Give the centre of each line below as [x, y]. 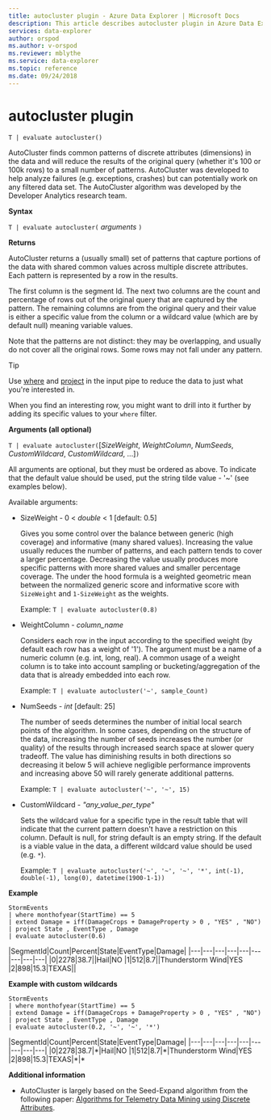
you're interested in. [42, 389]
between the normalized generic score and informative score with [129, 585]
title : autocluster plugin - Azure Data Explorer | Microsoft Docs [124, 16]
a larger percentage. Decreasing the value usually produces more [129, 559]
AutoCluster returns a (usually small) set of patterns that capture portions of [134, 258]
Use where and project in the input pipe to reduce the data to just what [126, 381]
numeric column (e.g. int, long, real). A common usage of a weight [130, 657]
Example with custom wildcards [63, 983]
